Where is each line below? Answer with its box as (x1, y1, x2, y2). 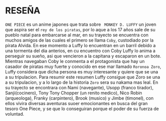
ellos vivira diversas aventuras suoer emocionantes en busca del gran (5, 100, 148, 106)
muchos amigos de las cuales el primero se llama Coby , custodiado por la (5, 37, 154, 43)
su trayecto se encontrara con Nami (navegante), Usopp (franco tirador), (5, 84, 154, 90)
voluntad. (5, 111, 25, 117)
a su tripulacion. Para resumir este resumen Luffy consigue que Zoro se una (5, 74, 160, 80)
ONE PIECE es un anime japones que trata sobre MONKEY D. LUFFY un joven (5, 21, 157, 27)
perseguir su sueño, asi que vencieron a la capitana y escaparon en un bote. (5, 53, 162, 59)
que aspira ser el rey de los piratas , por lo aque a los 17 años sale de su (5, 26, 156, 32)
